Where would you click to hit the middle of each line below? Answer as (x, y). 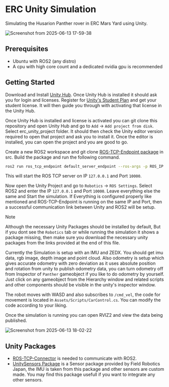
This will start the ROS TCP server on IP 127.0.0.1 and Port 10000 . (74, 176)
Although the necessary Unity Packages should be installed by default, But (83, 227)
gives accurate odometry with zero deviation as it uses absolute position (80, 263)
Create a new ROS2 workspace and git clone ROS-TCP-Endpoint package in (84, 152)
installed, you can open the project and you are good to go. (67, 142)
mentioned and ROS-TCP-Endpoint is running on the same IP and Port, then (84, 202)
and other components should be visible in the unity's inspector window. (81, 285)
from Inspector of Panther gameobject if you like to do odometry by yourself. (85, 274)
